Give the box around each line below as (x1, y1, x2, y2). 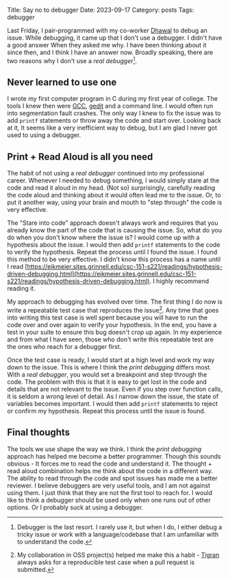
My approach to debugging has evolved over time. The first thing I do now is (7, 298, 222, 306)
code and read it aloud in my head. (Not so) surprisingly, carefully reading (7, 184, 216, 192)
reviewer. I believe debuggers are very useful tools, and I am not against (7, 481, 211, 490)
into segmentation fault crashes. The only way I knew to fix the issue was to (7, 109, 221, 117)
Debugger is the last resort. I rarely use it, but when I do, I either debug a (16, 522, 222, 531)
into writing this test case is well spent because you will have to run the (7, 313, 208, 322)
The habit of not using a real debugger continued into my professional (7, 169, 205, 178)
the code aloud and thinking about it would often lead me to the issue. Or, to (7, 191, 221, 200)
